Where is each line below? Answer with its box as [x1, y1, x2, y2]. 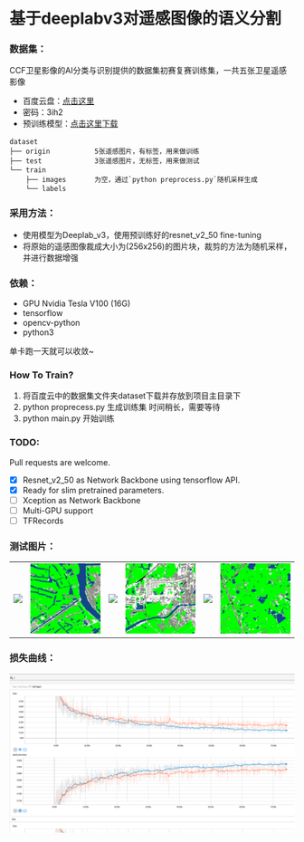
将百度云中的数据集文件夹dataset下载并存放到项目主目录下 [22, 390, 242, 401]
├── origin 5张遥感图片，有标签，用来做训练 [9, 147, 200, 157]
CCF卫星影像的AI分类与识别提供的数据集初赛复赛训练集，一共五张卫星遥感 [9, 65, 288, 76]
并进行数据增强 [22, 252, 79, 263]
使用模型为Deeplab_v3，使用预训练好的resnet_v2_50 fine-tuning [22, 229, 262, 240]
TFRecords [22, 515, 64, 526]
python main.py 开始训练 [22, 413, 115, 424]
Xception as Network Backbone [22, 494, 141, 505]
